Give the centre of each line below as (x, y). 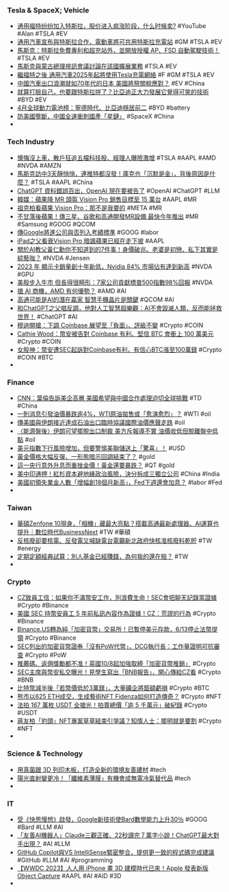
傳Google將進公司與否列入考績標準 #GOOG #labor (88, 232)
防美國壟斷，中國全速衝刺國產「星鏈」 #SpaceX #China (95, 116)
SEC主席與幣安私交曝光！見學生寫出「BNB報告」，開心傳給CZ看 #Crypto (119, 672)
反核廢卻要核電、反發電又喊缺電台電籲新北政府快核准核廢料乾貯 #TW (114, 541)
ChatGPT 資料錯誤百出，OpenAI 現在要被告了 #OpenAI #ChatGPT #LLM (118, 190)
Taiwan (19, 508)
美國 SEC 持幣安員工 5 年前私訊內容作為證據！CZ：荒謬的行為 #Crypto (117, 614)
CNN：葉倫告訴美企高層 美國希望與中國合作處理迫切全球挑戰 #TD (109, 398)
